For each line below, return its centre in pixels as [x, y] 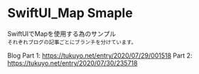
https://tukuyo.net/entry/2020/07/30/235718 [72, 63]
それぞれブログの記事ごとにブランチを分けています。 [72, 42]
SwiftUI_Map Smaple [70, 13]
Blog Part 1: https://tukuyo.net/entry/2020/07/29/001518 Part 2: [100, 55]
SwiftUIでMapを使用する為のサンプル [61, 33]
